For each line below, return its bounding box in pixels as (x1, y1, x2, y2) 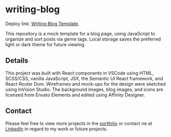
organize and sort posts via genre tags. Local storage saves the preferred (5, 36, 161, 42)
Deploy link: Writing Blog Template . (5, 21, 80, 27)
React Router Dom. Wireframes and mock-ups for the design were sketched (5, 81, 166, 87)
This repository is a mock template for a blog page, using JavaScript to (5, 30, 156, 36)
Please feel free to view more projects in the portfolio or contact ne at (5, 120, 153, 126)
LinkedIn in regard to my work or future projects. (5, 126, 108, 132)
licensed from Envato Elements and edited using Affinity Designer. (5, 91, 145, 98)
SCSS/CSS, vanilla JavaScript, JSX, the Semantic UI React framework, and (5, 75, 163, 82)
